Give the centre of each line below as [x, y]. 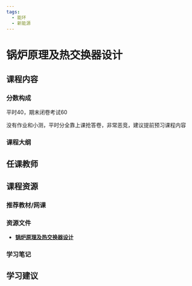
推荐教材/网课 [26, 205]
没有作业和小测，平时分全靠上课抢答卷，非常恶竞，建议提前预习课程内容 [96, 125]
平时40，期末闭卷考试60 [37, 112]
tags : [13, 12]
